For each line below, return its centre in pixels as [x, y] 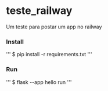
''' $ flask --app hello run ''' [39, 82]
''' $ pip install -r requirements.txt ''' [49, 54]
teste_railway [39, 11]
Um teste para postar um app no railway [54, 27]
